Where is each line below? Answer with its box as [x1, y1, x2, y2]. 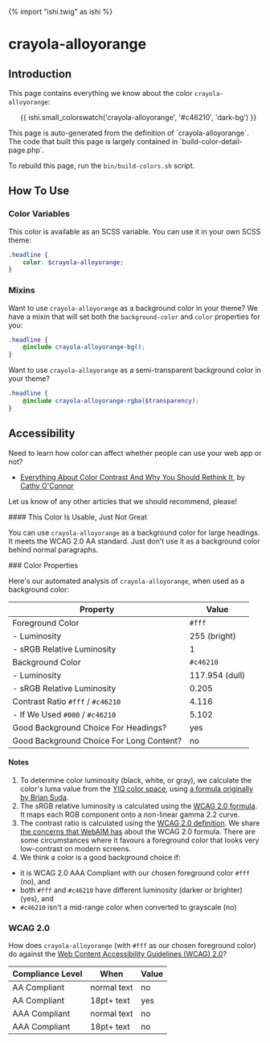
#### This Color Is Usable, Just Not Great [8, 511, 147, 522]
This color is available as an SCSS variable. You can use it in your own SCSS [8, 226, 261, 236]
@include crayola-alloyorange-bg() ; [22, 343, 146, 351]
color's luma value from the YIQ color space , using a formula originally [19, 784, 254, 793]
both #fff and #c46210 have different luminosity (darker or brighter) [19, 885, 243, 895]
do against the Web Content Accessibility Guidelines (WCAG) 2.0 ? [8, 950, 227, 959]
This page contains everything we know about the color [8, 89, 193, 97]
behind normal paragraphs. [8, 544, 99, 554]
